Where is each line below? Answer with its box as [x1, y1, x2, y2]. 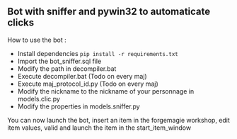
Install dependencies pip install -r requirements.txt [17, 49, 178, 57]
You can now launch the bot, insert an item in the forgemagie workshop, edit [7, 116, 230, 124]
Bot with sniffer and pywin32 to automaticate [7, 6, 211, 18]
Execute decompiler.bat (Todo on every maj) [17, 72, 147, 80]
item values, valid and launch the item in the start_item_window [7, 123, 192, 132]
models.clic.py [17, 94, 60, 103]
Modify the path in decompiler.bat [17, 64, 117, 73]
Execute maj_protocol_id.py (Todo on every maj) [17, 79, 158, 88]
